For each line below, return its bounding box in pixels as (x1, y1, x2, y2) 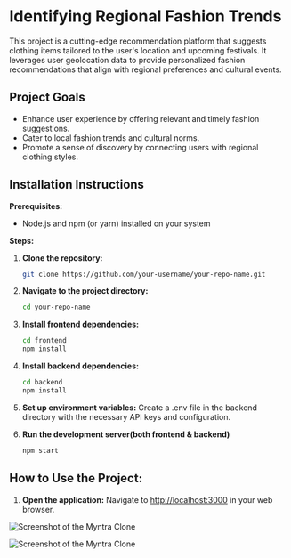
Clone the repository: (21, 252, 103, 263)
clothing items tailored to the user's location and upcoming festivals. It (9, 44, 267, 55)
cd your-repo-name (21, 303, 91, 312)
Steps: (9, 235, 34, 246)
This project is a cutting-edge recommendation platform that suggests (9, 36, 267, 46)
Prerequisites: (9, 200, 63, 211)
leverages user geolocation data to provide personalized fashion (9, 54, 246, 65)
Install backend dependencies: (21, 360, 140, 371)
